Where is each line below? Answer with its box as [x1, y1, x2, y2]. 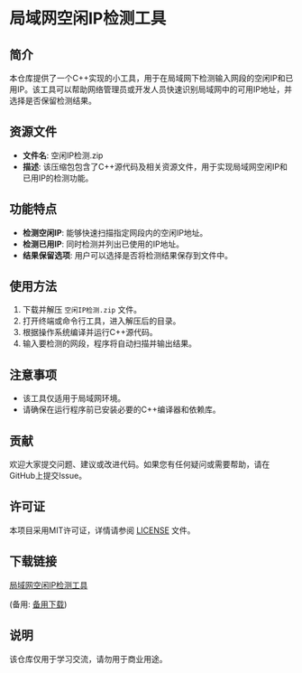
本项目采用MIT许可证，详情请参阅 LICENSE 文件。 [9, 525, 196, 536]
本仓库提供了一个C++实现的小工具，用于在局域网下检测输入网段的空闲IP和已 [9, 73, 294, 83]
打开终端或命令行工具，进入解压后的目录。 [22, 315, 181, 326]
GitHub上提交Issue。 [9, 471, 87, 481]
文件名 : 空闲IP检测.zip [22, 150, 104, 161]
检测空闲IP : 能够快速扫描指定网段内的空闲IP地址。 [22, 227, 208, 238]
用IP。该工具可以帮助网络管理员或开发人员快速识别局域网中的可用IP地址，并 [9, 84, 293, 95]
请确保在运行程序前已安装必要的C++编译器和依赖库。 [22, 404, 221, 416]
